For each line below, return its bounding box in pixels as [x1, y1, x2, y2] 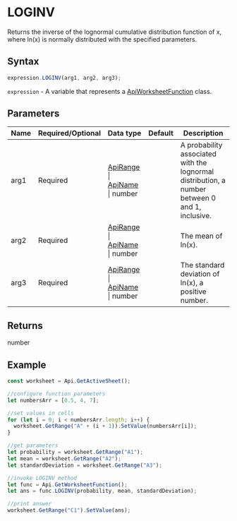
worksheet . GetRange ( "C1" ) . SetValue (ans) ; [7, 507, 131, 514]
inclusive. [180, 211, 212, 221]
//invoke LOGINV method [7, 474, 78, 481]
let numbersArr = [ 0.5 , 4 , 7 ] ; [7, 397, 99, 404]
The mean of [180, 231, 223, 241]
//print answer [7, 501, 52, 508]
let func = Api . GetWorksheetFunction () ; [7, 481, 128, 488]
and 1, [180, 202, 202, 212]
